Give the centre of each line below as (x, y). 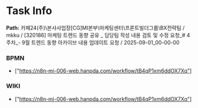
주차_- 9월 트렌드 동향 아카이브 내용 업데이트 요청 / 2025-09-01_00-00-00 (93, 42)
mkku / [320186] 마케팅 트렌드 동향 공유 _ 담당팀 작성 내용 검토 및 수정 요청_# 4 (98, 35)
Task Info (29, 11)
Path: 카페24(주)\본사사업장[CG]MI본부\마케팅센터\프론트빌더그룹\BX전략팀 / (95, 28)
